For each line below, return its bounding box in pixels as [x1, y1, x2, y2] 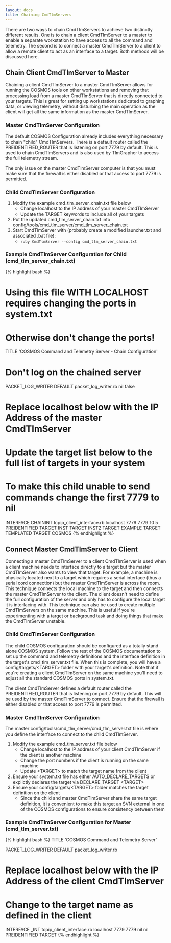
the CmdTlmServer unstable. [5, 618, 66, 624]
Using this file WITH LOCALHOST [5, 287, 149, 298]
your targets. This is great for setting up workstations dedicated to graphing [5, 98, 165, 104]
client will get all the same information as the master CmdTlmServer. [5, 109, 149, 115]
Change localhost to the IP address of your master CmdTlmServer [20, 205, 159, 211]
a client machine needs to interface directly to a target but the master [5, 564, 151, 570]
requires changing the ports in [5, 297, 136, 309]
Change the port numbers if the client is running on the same [20, 757, 149, 763]
